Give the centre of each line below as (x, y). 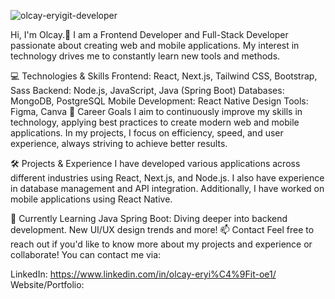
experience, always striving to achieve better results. (119, 143)
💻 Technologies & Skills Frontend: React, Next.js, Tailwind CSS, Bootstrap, (164, 76)
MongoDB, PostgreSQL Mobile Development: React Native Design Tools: (159, 101)
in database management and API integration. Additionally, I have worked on (167, 188)
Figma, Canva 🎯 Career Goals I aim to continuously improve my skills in (156, 111)
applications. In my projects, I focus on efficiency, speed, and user (147, 133)
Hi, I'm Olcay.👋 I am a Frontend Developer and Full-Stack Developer (149, 34)
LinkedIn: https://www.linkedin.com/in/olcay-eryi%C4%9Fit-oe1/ (143, 274)
